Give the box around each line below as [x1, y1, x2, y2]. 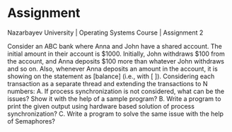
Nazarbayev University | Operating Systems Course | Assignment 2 [7, 28, 204, 37]
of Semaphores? [7, 116, 55, 125]
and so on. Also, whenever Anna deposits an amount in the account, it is [7, 64, 218, 73]
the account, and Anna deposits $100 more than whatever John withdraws [7, 56, 225, 65]
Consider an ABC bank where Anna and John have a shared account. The [7, 42, 223, 50]
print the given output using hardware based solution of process [7, 102, 195, 110]
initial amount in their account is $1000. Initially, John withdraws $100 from [7, 49, 225, 58]
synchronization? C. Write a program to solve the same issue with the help [7, 109, 224, 118]
